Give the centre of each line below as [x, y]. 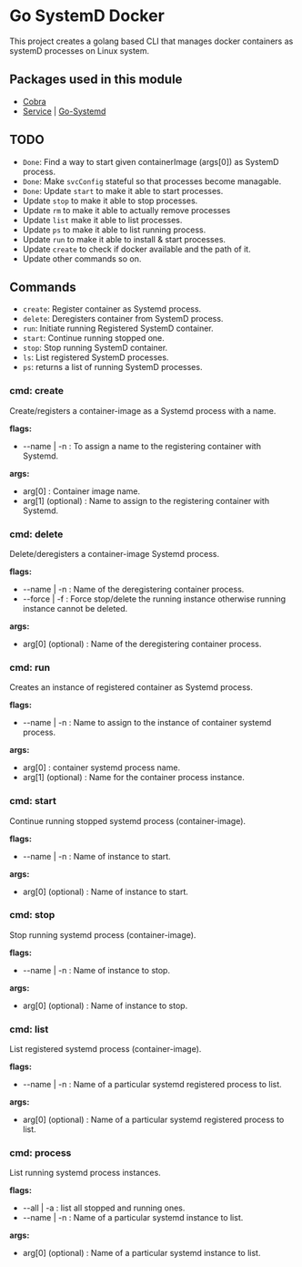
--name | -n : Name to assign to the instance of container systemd [147, 723]
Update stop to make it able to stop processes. [110, 201]
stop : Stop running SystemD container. [95, 348]
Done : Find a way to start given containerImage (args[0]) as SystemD [151, 161]
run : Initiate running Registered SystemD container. [118, 328]
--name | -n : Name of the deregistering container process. [133, 589]
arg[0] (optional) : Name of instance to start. [106, 891]
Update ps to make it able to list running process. [114, 230]
